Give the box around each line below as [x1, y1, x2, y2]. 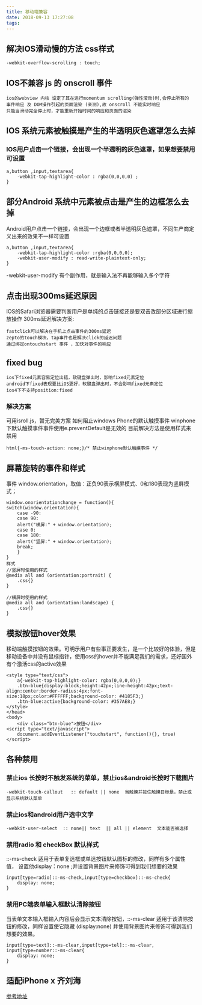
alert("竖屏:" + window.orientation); [17, 539, 112, 545]
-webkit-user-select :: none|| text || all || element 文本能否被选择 [6, 825, 189, 832]
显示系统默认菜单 [6, 795, 43, 801]
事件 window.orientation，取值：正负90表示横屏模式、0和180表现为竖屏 [6, 480, 185, 487]
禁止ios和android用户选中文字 [6, 810, 94, 819]
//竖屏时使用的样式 [6, 567, 48, 574]
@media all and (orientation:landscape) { [6, 600, 114, 606]
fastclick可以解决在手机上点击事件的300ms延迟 [6, 329, 111, 335]
